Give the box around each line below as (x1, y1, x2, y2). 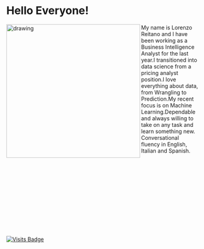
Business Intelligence (141, 43, 195, 51)
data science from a (141, 62, 191, 70)
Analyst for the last (141, 49, 189, 57)
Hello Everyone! (6, 4, 89, 18)
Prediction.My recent (141, 95, 194, 103)
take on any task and (141, 121, 194, 128)
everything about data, (141, 82, 199, 89)
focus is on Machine (141, 101, 192, 109)
